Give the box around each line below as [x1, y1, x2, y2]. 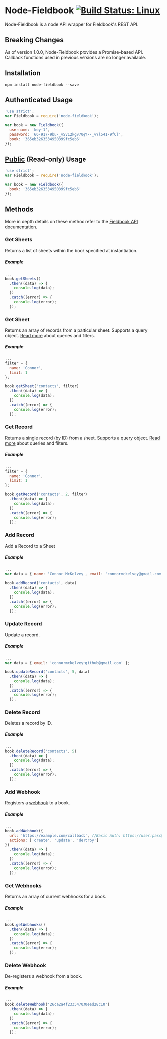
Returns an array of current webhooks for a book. [5, 894, 107, 900]
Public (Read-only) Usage [5, 155, 86, 163]
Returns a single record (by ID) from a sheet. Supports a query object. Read [5, 435, 160, 441]
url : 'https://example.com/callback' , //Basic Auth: [9, 833, 121, 838]
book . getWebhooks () [5, 922, 46, 927]
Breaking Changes [5, 36, 64, 44]
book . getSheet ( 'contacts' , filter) [5, 384, 79, 389]
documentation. [5, 224, 38, 230]
